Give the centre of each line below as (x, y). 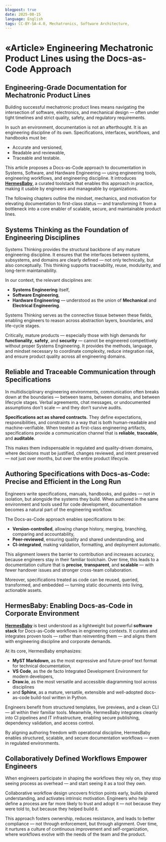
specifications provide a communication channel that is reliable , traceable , (82, 433)
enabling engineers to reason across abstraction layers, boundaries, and (79, 321)
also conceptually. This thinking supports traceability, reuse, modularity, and (83, 265)
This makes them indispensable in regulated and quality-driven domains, (79, 448)
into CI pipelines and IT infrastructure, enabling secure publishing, (73, 717)
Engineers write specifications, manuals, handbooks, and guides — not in (80, 494)
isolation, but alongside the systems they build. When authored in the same (82, 499)
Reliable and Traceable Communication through (81, 372)
